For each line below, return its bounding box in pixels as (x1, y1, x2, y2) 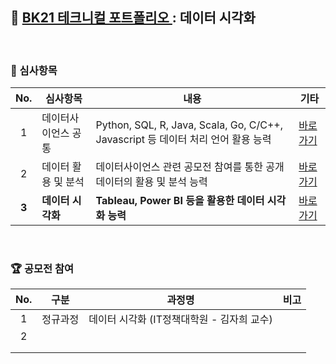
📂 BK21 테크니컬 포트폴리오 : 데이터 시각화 (10, 9, 256, 27)
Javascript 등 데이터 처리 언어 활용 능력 (95, 133, 272, 147)
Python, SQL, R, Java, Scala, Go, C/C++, (95, 118, 284, 132)
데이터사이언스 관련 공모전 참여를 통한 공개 (95, 160, 285, 174)
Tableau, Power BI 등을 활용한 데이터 (95, 194, 265, 208)
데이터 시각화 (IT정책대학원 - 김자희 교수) (88, 313, 273, 327)
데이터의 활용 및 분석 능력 (95, 175, 208, 189)
